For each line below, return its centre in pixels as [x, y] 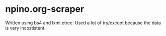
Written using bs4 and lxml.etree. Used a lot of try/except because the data [83, 23]
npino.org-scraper [45, 9]
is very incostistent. [26, 28]
